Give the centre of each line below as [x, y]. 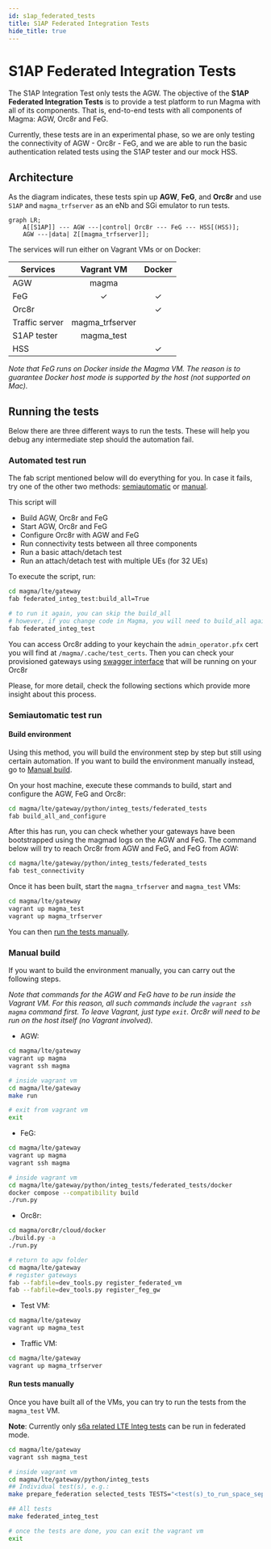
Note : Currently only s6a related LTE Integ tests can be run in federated [127, 1426]
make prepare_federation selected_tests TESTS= [90, 1494]
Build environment [40, 734]
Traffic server [38, 323]
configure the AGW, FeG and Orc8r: [67, 794]
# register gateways [43, 1275]
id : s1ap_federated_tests [52, 16]
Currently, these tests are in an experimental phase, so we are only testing [132, 135]
